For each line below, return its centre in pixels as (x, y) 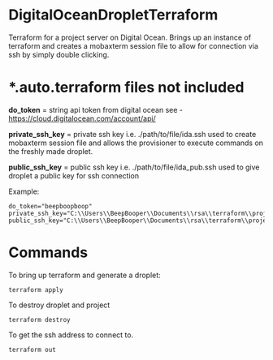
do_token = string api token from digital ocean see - (96, 109)
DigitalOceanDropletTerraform (113, 15)
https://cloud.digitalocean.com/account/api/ (82, 118)
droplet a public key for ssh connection (74, 175)
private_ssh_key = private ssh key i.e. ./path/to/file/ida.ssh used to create (132, 134)
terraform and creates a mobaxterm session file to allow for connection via (133, 45)
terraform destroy (39, 319)
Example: (24, 191)
